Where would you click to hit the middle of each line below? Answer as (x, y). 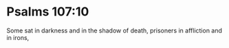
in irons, (18, 37)
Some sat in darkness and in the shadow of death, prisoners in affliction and (115, 30)
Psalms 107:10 (48, 12)
